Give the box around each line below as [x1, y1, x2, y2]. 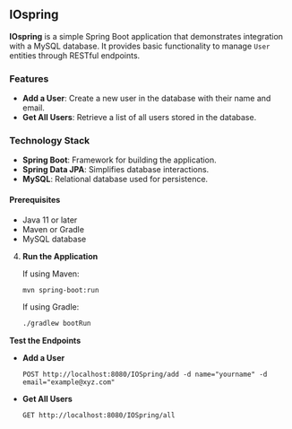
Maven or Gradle [21, 223, 85, 234]
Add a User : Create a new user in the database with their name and [21, 93, 271, 104]
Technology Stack [9, 135, 90, 147]
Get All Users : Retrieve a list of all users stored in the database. [21, 112, 257, 123]
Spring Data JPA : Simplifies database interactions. [21, 164, 210, 175]
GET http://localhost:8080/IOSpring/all [21, 411, 176, 420]
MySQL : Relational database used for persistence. [21, 174, 209, 185]
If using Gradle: [21, 302, 80, 312]
